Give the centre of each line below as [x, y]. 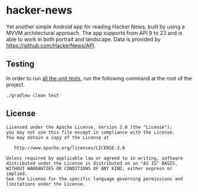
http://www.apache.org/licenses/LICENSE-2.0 [70, 148]
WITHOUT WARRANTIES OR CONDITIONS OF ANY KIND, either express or [89, 168]
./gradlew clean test [33, 95]
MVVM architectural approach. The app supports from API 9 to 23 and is [94, 32]
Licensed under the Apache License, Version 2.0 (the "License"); [89, 127]
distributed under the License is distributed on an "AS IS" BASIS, [92, 163]
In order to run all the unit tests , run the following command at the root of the [99, 78]
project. [16, 84]
